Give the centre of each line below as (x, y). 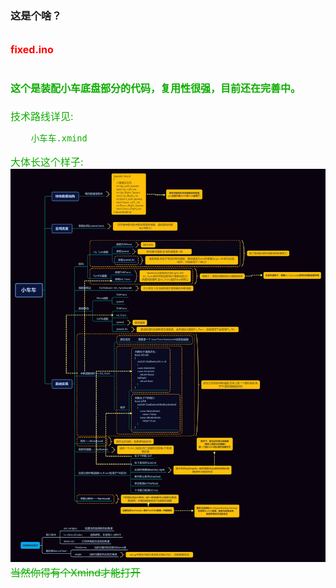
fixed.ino (32, 50)
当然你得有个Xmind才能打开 (76, 572)
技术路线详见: (42, 116)
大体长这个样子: (47, 162)
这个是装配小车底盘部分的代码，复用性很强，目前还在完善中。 (156, 88)
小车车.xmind (59, 138)
